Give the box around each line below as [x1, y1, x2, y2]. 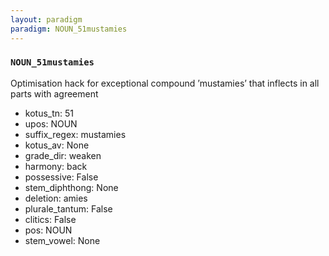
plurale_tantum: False [24, 202, 113, 215]
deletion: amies [24, 192, 88, 204]
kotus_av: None [24, 139, 90, 151]
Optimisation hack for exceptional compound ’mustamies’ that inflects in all [10, 77, 320, 89]
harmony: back [24, 160, 88, 172]
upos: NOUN [24, 117, 78, 130]
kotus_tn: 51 [24, 107, 75, 119]
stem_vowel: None [24, 234, 101, 246]
